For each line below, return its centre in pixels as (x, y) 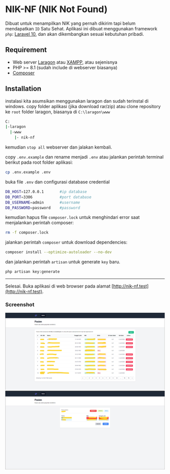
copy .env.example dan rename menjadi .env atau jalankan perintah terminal (84, 157)
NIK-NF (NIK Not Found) (56, 9)
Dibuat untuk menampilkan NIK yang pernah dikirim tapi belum (70, 23)
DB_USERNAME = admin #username (43, 202)
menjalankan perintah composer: (40, 223)
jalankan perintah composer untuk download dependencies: (66, 242)
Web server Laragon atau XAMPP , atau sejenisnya (65, 62)
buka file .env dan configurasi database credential (58, 182)
